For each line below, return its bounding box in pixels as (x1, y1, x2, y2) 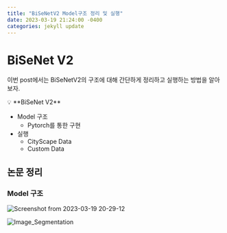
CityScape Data (27, 138, 72, 146)
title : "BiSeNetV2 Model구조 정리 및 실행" (7, 10, 123, 17)
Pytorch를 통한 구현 (27, 121, 81, 130)
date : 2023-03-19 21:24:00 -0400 (7, 16, 103, 23)
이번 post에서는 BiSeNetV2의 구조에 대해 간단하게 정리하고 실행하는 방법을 (7, 76, 208, 84)
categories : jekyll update (7, 23, 84, 29)
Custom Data (27, 145, 65, 153)
